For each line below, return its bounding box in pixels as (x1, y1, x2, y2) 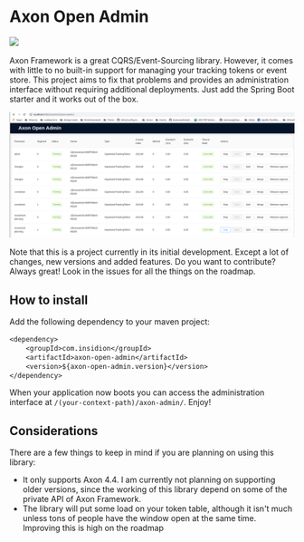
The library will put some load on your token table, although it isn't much (22, 503, 292, 514)
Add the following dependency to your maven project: (9, 316, 211, 327)
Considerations (9, 423, 99, 439)
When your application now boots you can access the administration (9, 387, 265, 398)
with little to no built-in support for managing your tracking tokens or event (9, 64, 288, 75)
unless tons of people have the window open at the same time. (22, 513, 257, 524)
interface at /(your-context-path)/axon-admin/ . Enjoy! (9, 397, 212, 408)
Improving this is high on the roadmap (22, 523, 165, 534)
